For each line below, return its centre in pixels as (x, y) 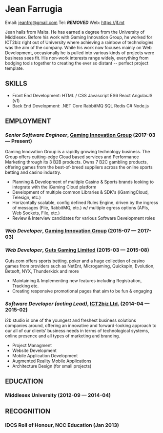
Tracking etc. (25, 286)
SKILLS (16, 84)
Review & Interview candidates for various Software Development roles (83, 218)
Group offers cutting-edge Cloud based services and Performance (72, 157)
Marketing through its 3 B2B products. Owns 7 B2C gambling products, (76, 162)
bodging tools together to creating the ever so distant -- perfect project (77, 63)
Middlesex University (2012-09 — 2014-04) (58, 395)
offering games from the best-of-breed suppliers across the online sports (79, 167)
